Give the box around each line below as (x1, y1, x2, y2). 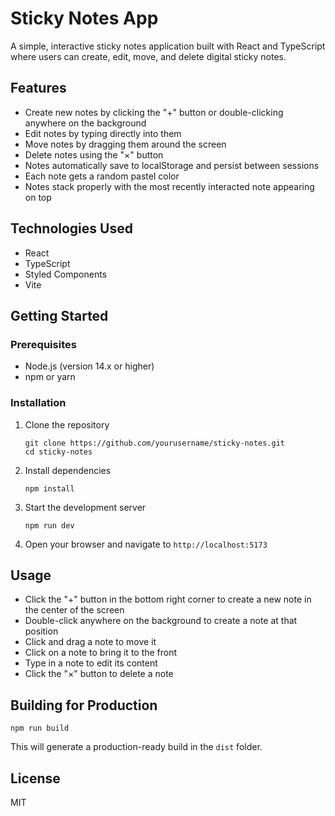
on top (24, 191, 52, 203)
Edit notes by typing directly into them (24, 127, 182, 139)
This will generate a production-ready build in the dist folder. (10, 741, 263, 753)
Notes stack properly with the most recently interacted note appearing (24, 180, 315, 192)
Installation (10, 396, 67, 410)
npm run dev (24, 520, 75, 531)
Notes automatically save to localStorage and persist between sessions (24, 159, 320, 171)
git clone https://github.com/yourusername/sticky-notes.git (24, 438, 286, 448)
